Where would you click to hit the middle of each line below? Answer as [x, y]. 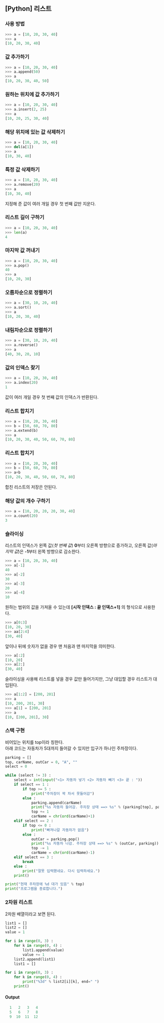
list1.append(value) [43, 950]
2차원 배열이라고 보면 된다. [31, 914]
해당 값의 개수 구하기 [28, 501]
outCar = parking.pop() [55, 839]
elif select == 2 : [34, 821]
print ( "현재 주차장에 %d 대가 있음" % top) [45, 884]
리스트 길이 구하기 [25, 218]
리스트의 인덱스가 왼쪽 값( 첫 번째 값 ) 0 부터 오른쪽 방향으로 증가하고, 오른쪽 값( [79, 545]
